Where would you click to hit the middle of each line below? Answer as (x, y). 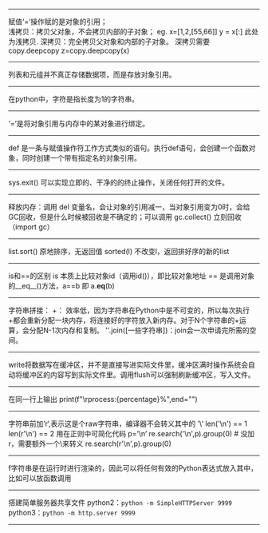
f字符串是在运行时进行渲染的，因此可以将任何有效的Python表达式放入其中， (133, 468)
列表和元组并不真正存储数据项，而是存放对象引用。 (92, 74)
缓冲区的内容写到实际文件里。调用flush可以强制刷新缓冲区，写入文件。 (138, 375)
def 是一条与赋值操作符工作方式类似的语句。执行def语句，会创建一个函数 (128, 148)
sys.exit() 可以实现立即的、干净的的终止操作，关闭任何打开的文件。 (119, 182)
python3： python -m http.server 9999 (72, 513)
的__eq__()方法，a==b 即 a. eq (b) (62, 286)
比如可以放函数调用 (40, 478)
